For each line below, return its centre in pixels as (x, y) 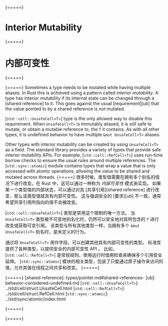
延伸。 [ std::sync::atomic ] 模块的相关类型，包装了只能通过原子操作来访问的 (84, 261)
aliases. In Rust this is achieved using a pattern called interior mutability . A (82, 93)
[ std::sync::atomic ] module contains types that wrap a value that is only (80, 166)
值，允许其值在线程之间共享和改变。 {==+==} (52, 267)
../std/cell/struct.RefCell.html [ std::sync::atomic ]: (57, 293)
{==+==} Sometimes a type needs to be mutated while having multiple (78, 87)
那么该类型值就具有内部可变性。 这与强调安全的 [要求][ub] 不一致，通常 (88, 196)
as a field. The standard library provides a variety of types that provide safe (83, 149)
